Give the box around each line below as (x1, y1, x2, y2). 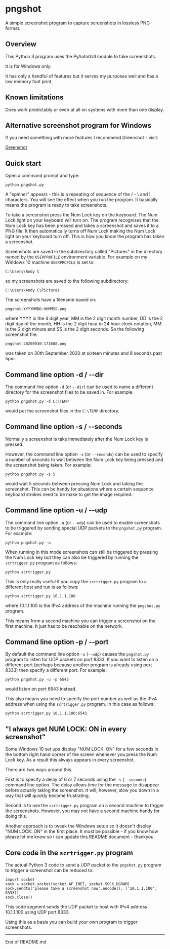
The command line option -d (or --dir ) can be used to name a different (5, 384, 153, 390)
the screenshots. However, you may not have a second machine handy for (5, 808, 160, 814)
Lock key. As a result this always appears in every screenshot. (5, 757, 135, 763)
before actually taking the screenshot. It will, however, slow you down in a (5, 787, 159, 793)
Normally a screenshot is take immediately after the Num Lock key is (5, 436, 148, 442)
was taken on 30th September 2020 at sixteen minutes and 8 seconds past (5, 350, 162, 356)
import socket (5, 877, 35, 882)
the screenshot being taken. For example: (5, 462, 92, 468)
